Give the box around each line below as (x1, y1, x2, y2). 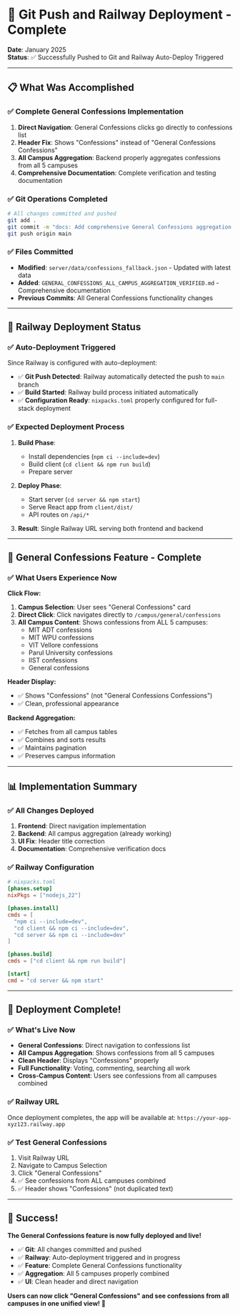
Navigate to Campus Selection (17, 1161, 107, 1170)
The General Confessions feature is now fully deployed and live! (7, 1231, 201, 1239)
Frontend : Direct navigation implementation (17, 822, 146, 830)
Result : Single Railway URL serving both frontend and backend (17, 524, 204, 532)
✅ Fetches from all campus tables (17, 728, 118, 736)
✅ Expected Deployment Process (7, 422, 125, 432)
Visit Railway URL (17, 1153, 69, 1162)
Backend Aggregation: (7, 714, 76, 723)
